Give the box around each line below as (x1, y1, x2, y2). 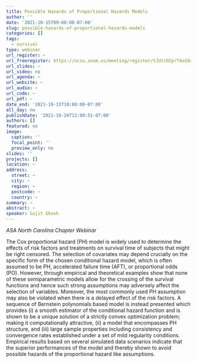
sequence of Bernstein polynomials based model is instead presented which (6, 301, 191, 307)
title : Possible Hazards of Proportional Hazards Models (6, 8, 148, 15)
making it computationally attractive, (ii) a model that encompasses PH (6, 320, 177, 326)
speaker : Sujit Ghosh (6, 211, 59, 217)
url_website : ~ (6, 80, 43, 86)
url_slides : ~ (6, 63, 41, 69)
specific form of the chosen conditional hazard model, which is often (6, 257, 172, 264)
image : (6, 129, 22, 135)
